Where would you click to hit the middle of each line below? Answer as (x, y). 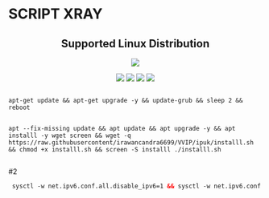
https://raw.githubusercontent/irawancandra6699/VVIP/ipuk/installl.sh (131, 143)
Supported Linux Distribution (135, 44)
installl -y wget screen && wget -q (70, 135)
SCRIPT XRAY (56, 14)
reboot (19, 107)
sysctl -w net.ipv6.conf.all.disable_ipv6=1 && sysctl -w (111, 186)
